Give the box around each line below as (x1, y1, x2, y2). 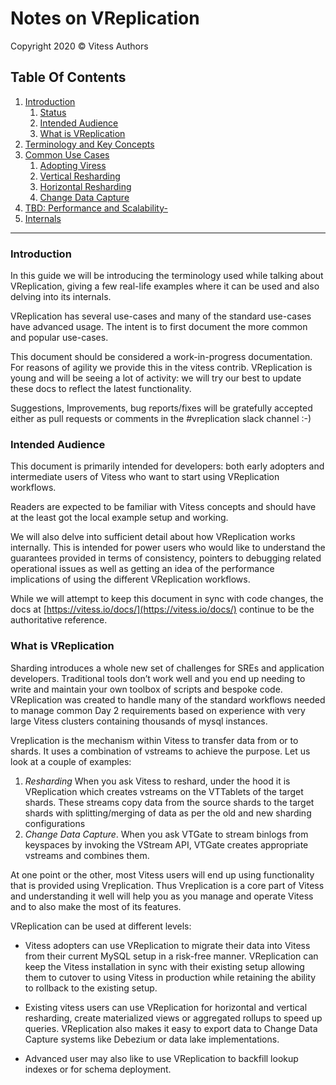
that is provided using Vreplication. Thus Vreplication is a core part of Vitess (10, 879, 325, 891)
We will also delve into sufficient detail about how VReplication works (10, 531, 296, 543)
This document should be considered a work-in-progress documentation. (10, 351, 313, 363)
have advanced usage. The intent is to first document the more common (10, 321, 308, 333)
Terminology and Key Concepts (24, 138, 155, 150)
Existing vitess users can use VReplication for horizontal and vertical (24, 1001, 308, 1013)
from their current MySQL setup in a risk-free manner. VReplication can (24, 950, 319, 962)
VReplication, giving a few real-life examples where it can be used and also (10, 280, 320, 292)
